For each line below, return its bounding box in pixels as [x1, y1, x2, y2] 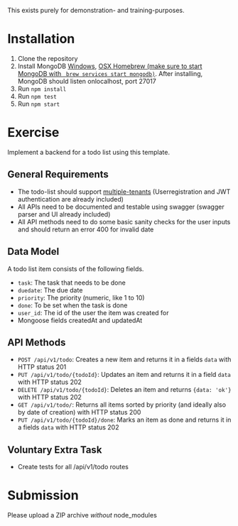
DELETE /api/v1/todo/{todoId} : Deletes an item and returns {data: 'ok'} [17, 385, 232, 394]
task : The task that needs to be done [17, 278, 126, 287]
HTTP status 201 [17, 363, 67, 371]
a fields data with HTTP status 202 [17, 423, 119, 432]
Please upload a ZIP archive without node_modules [7, 511, 158, 520]
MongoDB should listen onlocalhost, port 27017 [17, 77, 156, 85]
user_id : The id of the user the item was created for [17, 308, 169, 317]
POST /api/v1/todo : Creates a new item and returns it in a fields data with [17, 355, 232, 364]
